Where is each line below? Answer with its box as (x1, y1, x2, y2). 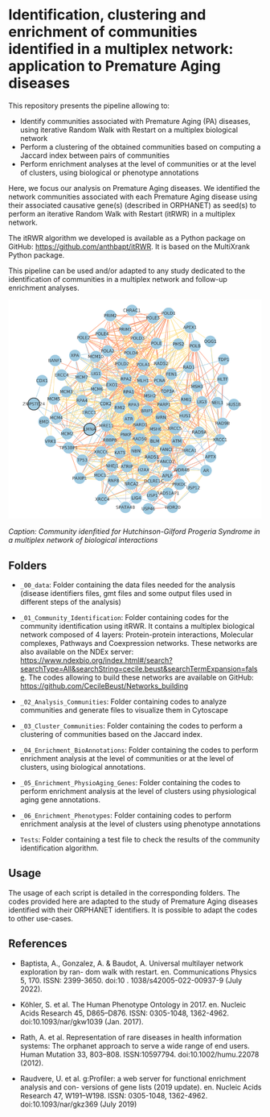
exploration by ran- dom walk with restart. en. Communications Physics (19, 966, 257, 976)
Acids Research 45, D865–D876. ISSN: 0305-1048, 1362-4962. (19, 1008, 230, 1018)
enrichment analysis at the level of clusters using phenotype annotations (19, 819, 261, 829)
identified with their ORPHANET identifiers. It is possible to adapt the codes (8, 904, 258, 915)
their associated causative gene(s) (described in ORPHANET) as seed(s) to (8, 200, 257, 210)
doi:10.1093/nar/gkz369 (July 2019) (19, 1099, 137, 1109)
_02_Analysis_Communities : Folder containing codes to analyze (19, 697, 227, 706)
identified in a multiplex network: (8, 40, 234, 58)
